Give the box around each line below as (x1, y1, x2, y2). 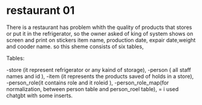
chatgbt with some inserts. (6, 92, 73, 99)
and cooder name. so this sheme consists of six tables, (6, 43, 144, 50)
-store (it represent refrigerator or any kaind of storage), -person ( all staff (6, 66, 191, 73)
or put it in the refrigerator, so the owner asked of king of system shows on (6, 30, 194, 37)
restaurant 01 (6, 4, 75, 17)
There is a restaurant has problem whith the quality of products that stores (6, 24, 192, 31)
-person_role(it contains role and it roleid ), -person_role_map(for (6, 79, 169, 86)
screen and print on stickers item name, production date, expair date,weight (6, 36, 196, 43)
